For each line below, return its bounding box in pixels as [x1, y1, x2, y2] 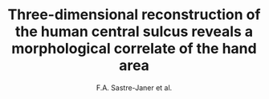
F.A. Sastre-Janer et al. [96, 82, 173, 93]
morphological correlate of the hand [10, 40, 258, 57]
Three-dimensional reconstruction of [7, 6, 261, 24]
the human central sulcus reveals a [14, 22, 254, 41]
